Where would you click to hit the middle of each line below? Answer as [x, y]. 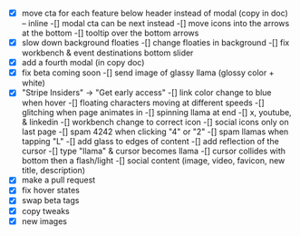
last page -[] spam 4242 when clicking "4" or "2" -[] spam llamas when [155, 132]
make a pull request [58, 180]
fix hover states [51, 191]
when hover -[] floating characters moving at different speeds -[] [143, 103]
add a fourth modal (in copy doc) [83, 63]
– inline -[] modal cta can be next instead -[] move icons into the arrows [155, 24]
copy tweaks [45, 211]
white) [34, 83]
